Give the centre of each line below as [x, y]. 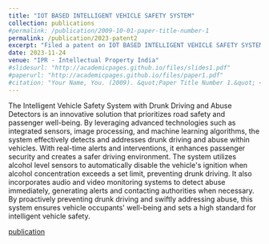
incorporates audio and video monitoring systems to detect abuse [117, 182]
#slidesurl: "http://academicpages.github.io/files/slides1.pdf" [119, 68]
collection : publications [51, 23]
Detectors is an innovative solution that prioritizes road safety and [117, 114]
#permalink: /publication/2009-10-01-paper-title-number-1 [109, 30]
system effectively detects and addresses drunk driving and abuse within [129, 139]
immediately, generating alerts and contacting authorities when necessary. [131, 190]
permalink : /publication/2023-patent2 [73, 38]
